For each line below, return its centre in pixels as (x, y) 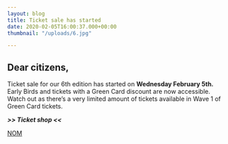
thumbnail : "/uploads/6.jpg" (50, 33)
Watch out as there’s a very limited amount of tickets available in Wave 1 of (114, 99)
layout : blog (26, 14)
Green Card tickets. (35, 106)
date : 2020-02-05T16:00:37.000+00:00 (62, 26)
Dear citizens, (38, 67)
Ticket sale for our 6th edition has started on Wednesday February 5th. (111, 84)
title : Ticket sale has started (54, 20)
